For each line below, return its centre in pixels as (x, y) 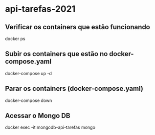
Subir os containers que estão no (56, 54)
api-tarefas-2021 (40, 9)
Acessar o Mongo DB (38, 116)
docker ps (15, 39)
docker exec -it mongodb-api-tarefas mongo (50, 127)
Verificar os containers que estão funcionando (77, 27)
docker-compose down (29, 100)
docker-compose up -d (29, 73)
